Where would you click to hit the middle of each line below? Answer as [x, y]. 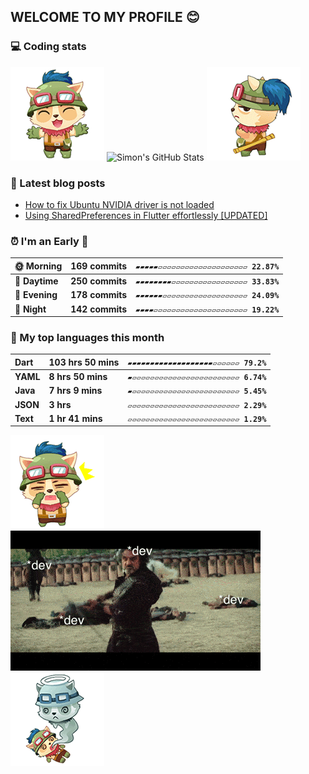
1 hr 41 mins [75, 418]
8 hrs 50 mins [78, 377]
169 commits [99, 266]
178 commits [99, 295]
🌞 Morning [38, 266]
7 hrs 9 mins [75, 391]
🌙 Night [30, 309]
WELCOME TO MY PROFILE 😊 [105, 17]
